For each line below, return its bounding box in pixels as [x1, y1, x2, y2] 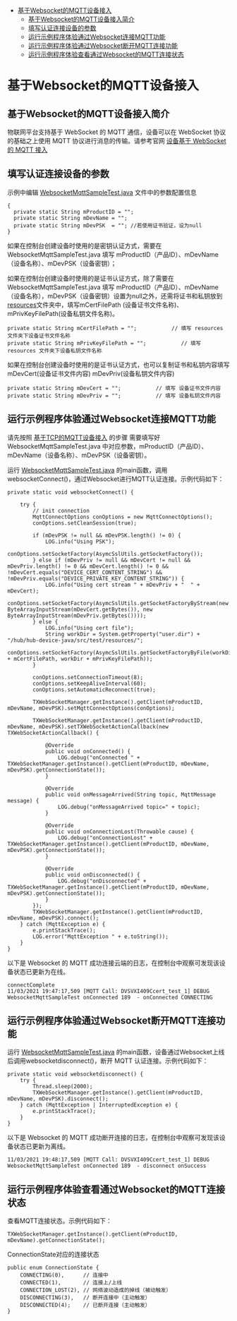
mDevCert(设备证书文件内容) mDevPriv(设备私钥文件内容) [7, 369, 175, 377]
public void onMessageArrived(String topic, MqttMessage [44, 791, 217, 798]
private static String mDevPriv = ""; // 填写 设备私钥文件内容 [7, 392, 221, 399]
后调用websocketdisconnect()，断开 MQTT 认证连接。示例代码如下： [7, 1057, 209, 1065]
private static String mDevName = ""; [13, 214, 128, 221]
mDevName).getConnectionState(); [7, 1237, 106, 1244]
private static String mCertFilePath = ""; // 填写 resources [7, 324, 224, 331]
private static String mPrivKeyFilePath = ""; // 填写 [7, 339, 201, 347]
